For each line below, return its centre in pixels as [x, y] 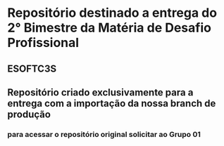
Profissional [43, 43]
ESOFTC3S [32, 68]
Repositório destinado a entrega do [112, 13]
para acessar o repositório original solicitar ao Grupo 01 [104, 134]
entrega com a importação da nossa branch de [112, 103]
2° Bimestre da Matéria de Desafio [109, 28]
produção [29, 114]
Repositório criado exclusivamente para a [100, 92]
